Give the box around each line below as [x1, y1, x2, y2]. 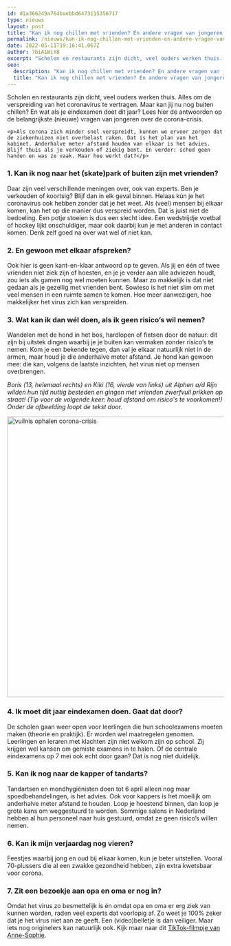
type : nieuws [7, 17, 45, 23]
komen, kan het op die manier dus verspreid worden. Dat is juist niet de [7, 206, 209, 215]
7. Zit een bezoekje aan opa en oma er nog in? [7, 886, 162, 896]
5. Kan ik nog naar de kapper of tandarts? [7, 769, 148, 778]
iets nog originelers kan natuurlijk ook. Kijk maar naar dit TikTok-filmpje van [7, 924, 221, 932]
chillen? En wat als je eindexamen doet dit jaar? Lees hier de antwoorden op [7, 108, 222, 116]
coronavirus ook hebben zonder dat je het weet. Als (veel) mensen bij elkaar [7, 199, 223, 207]
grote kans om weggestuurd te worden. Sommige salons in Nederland [7, 807, 206, 815]
